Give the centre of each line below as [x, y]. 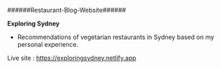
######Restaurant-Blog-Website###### [67, 10]
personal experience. [48, 44]
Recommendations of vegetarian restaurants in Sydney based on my [116, 37]
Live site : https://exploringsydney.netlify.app [72, 58]
